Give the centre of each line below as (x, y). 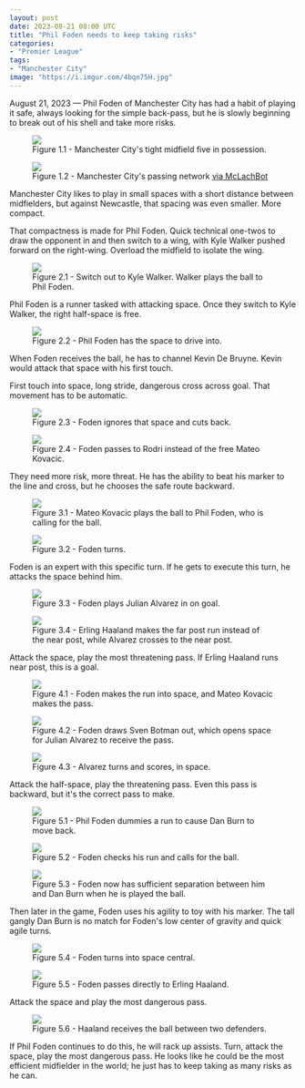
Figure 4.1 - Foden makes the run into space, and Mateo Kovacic (152, 693)
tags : (20, 60)
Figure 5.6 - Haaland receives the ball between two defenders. (149, 1028)
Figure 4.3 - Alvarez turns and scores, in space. (122, 766)
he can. (24, 1075)
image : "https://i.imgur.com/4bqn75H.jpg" (91, 77)
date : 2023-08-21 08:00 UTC (63, 26)
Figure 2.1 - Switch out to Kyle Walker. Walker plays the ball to (147, 277)
